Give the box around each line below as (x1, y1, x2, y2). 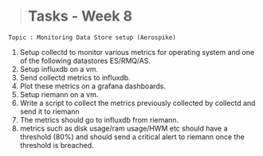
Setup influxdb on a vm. (19, 64, 98, 74)
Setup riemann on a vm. (19, 89, 99, 99)
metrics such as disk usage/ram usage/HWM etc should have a (19, 123, 229, 133)
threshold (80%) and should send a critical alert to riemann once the (19, 131, 245, 142)
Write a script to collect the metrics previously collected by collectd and (19, 98, 256, 107)
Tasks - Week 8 (27, 7, 133, 25)
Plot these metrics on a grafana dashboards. (19, 81, 166, 91)
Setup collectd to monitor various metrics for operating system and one (19, 47, 255, 57)
